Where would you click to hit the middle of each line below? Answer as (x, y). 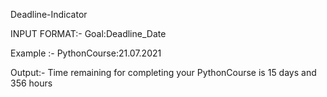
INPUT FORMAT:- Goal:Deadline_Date (88, 33)
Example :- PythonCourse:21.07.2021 (86, 53)
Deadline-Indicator (49, 14)
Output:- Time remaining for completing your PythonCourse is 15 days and (163, 72)
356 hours (31, 83)
